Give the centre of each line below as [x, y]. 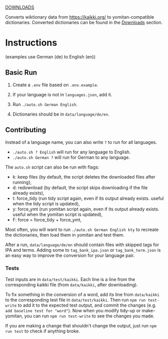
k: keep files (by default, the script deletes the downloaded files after [84, 177]
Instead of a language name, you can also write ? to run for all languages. [81, 142]
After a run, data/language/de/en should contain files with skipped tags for [82, 245]
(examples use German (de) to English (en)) [50, 56]
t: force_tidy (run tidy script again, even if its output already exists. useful [88, 198]
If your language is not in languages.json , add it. [62, 94]
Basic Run [21, 73]
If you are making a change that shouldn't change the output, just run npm [81, 325]
